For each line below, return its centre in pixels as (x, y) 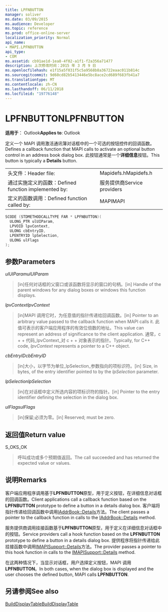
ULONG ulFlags (24, 240)
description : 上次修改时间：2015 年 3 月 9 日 (51, 66)
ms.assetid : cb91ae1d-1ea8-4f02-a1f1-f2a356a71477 (59, 61)
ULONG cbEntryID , (28, 231)
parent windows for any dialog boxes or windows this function (81, 290)
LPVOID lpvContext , (30, 226)
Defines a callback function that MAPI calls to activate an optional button (80, 149)
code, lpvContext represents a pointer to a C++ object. (74, 346)
